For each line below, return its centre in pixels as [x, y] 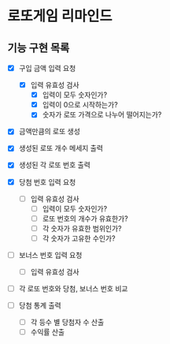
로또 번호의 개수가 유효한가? [85, 219]
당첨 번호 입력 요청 [47, 181]
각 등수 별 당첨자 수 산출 [67, 322]
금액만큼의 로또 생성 [49, 132]
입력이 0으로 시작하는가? [80, 105]
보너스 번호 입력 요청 [50, 255]
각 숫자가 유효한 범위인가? [82, 228]
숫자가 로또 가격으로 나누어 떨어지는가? [102, 114]
